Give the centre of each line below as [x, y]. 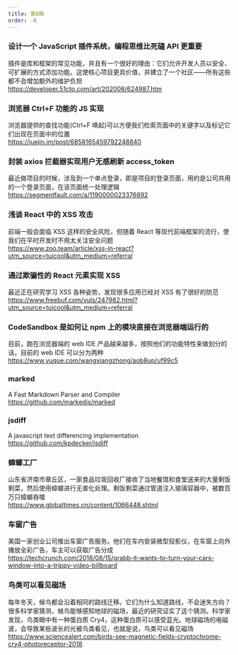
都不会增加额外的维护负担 [45, 81]
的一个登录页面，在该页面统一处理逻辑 [64, 187]
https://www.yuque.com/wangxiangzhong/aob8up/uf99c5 [93, 360]
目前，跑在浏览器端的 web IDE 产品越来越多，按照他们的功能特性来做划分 [115, 344]
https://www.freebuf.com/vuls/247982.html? [73, 300]
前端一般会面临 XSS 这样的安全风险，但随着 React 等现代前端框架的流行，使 [119, 231]
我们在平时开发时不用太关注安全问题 [61, 240]
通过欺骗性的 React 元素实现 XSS [64, 275]
